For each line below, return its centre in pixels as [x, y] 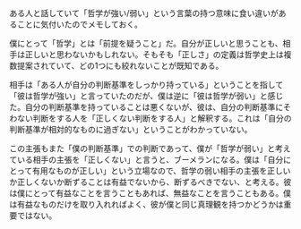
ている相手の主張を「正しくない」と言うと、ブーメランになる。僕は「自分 [146, 160]
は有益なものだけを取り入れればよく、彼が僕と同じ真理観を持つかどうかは [146, 204]
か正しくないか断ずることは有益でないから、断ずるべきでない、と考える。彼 [150, 182]
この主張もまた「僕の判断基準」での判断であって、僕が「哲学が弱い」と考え [150, 148]
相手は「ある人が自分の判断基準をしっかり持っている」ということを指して [146, 85]
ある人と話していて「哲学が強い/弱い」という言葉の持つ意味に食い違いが [144, 13]
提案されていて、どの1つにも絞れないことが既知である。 [120, 66]
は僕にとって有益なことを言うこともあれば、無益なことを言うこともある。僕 [150, 193]
